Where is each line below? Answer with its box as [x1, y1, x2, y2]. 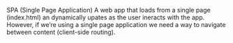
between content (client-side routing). [6, 28, 116, 36]
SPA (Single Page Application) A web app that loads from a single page [6, 6, 211, 14]
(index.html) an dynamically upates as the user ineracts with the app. [6, 13, 205, 21]
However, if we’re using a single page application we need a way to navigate [6, 21, 226, 28]
